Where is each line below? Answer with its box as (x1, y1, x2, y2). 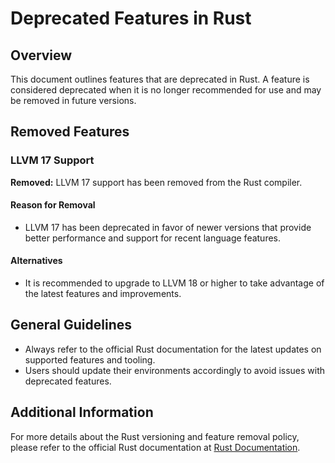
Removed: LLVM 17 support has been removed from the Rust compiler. (10, 176, 303, 188)
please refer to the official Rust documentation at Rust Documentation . (10, 441, 301, 453)
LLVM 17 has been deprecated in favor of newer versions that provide (24, 221, 312, 233)
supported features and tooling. (24, 353, 156, 366)
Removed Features (10, 123, 130, 141)
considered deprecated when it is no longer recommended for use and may (10, 84, 322, 96)
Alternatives (10, 255, 63, 267)
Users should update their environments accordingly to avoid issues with (24, 364, 326, 376)
